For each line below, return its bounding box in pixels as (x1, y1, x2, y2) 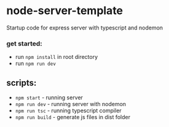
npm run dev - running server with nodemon (15, 101, 127, 108)
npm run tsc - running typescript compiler (15, 107, 122, 114)
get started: (6, 39, 43, 48)
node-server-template (6, 4, 124, 18)
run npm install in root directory (15, 53, 98, 61)
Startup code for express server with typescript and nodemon (6, 24, 163, 31)
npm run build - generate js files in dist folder (15, 114, 131, 121)
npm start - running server (15, 94, 83, 101)
